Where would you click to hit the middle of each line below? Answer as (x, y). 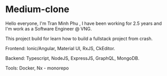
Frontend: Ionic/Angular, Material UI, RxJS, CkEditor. (60, 48)
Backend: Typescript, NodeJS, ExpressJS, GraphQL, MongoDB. (72, 58)
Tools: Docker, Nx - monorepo (37, 68)
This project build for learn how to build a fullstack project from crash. (79, 39)
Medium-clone (37, 9)
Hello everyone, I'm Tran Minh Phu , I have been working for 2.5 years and (84, 23)
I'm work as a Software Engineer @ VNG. (49, 28)
